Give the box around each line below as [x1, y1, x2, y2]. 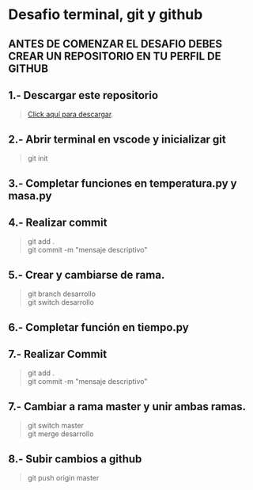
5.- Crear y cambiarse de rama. [8, 268, 165, 282]
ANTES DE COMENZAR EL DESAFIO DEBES [8, 37, 223, 51]
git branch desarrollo [27, 289, 96, 298]
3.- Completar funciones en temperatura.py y [8, 177, 237, 190]
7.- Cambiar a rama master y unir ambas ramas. [8, 400, 247, 413]
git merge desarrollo [27, 429, 94, 439]
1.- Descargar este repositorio [8, 89, 159, 102]
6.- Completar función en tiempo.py [8, 321, 190, 334]
